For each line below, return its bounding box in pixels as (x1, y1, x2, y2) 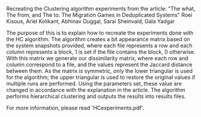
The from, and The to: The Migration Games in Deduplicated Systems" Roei (6, 11, 193, 19)
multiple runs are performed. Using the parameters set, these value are (6, 80, 182, 87)
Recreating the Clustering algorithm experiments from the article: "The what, (6, 5, 196, 12)
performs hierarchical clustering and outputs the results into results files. (6, 93, 186, 100)
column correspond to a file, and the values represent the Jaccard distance (6, 61, 193, 68)
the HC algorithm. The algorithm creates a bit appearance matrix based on (6, 36, 190, 42)
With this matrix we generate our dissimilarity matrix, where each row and (6, 55, 188, 61)
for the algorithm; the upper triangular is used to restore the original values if (6, 74, 196, 81)
